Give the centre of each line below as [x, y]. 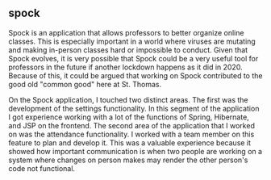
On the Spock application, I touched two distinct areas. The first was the [128, 99]
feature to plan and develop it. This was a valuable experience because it [130, 142]
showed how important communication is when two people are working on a [135, 151]
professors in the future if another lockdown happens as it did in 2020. [126, 67]
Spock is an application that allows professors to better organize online [126, 32]
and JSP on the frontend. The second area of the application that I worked [132, 125]
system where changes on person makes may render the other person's [128, 160]
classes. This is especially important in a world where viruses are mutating [132, 41]
